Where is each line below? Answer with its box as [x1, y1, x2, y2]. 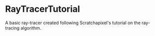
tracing [5, 25, 20, 31]
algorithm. [20, 25, 42, 31]
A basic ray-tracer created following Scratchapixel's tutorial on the [5, 20, 141, 26]
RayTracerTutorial [5, 3, 80, 15]
